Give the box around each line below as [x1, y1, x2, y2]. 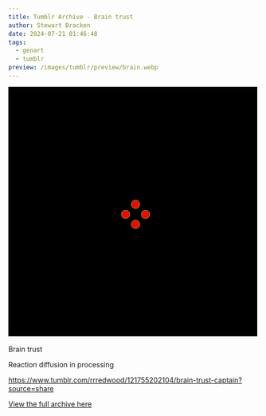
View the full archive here [8, 399, 92, 409]
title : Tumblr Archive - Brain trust [8, 13, 134, 21]
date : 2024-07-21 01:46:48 [8, 30, 98, 38]
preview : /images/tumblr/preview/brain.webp [8, 64, 158, 72]
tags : [8, 38, 26, 46]
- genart [15, 46, 45, 55]
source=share [8, 383, 54, 393]
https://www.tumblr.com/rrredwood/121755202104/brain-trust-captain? [8, 375, 243, 385]
